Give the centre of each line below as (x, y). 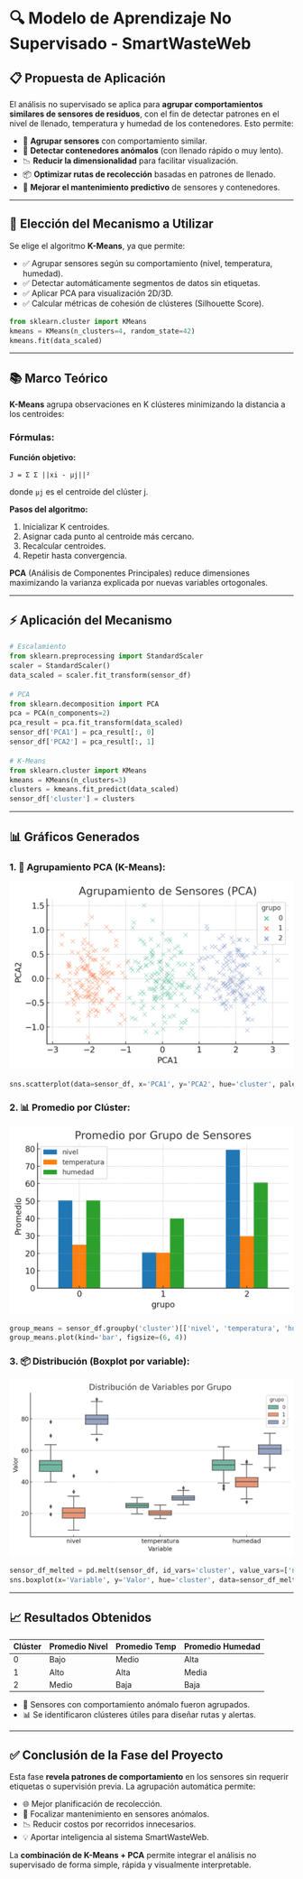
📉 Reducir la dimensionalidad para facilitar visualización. (130, 161)
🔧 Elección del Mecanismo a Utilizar (111, 224)
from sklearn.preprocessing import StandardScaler (106, 656)
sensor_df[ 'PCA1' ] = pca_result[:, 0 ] (82, 733)
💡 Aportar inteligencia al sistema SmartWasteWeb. (115, 1837)
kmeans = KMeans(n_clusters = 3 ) (68, 780)
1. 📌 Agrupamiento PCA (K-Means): (87, 866)
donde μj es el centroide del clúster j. (79, 491)
